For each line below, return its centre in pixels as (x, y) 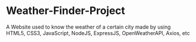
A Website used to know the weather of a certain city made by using (88, 27)
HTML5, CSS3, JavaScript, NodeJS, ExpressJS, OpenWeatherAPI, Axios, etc (98, 33)
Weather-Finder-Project (66, 11)
